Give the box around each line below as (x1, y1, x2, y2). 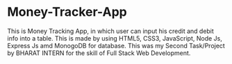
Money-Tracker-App (7, 4, 127, 20)
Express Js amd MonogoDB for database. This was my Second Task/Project (7, 41, 226, 50)
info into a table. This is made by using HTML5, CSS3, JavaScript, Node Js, (7, 34, 222, 42)
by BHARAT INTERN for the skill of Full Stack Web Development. (7, 49, 191, 57)
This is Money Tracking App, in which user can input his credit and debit (7, 27, 214, 35)
